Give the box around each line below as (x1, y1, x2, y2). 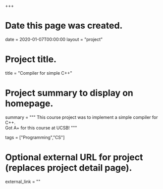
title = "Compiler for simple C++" (5, 70, 73, 76)
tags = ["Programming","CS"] (5, 134, 65, 140)
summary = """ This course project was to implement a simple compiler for (5, 114, 158, 120)
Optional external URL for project (5, 152, 143, 163)
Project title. (5, 54, 57, 65)
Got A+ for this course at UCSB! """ (5, 125, 77, 131)
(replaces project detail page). (5, 162, 132, 173)
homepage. (5, 98, 54, 109)
